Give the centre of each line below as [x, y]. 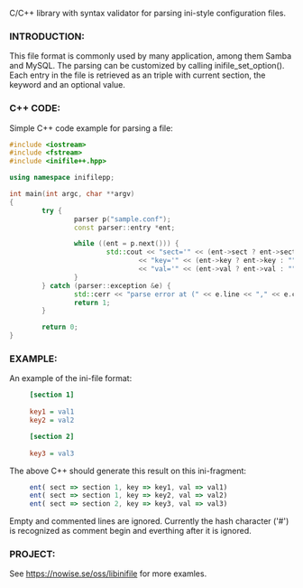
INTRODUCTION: [47, 36]
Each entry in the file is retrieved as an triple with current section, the [138, 75]
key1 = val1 [52, 412]
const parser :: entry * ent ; [124, 228]
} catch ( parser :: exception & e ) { [106, 285]
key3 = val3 [52, 453]
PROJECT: [32, 555]
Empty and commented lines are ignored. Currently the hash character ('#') [149, 521]
